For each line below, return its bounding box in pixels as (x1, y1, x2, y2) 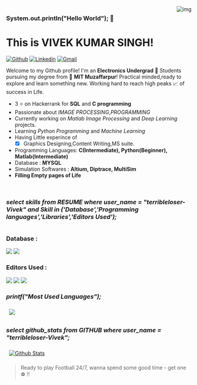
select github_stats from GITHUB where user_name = (6, 326, 162, 334)
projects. (14, 121, 36, 128)
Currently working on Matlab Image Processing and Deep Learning (14, 115, 178, 122)
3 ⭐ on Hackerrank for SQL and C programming (14, 100, 131, 107)
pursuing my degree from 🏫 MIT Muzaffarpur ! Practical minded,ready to (6, 73, 182, 80)
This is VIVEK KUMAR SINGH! (6, 36, 154, 50)
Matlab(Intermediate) (14, 153, 69, 160)
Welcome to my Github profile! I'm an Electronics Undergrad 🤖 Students (6, 67, 182, 74)
